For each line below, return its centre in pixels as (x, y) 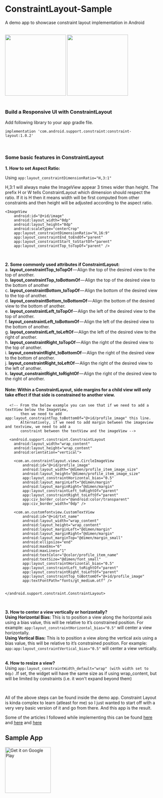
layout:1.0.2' (19, 136)
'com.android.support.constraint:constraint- (85, 131)
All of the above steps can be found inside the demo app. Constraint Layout (81, 697)
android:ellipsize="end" (48, 542)
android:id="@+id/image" (39, 216)
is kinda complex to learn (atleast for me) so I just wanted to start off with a (80, 703)
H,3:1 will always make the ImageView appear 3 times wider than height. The (82, 187)
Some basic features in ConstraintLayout (54, 157)
